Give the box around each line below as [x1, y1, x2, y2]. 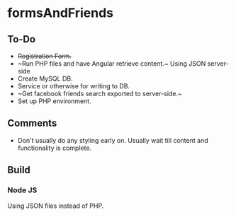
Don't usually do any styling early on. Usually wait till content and [17, 136, 208, 144]
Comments [7, 117, 57, 129]
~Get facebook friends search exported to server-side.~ [17, 90, 182, 98]
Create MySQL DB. [17, 74, 73, 83]
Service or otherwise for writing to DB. [17, 82, 130, 90]
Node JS [7, 185, 38, 195]
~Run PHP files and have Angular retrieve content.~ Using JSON [17, 59, 206, 68]
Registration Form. [17, 52, 72, 60]
